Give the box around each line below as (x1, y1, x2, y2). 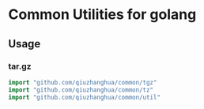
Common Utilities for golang (8, 6, 197, 24)
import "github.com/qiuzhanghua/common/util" (8, 93, 161, 101)
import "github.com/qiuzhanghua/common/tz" (8, 85, 154, 94)
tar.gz (8, 61, 32, 72)
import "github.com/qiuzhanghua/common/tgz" (8, 78, 157, 86)
